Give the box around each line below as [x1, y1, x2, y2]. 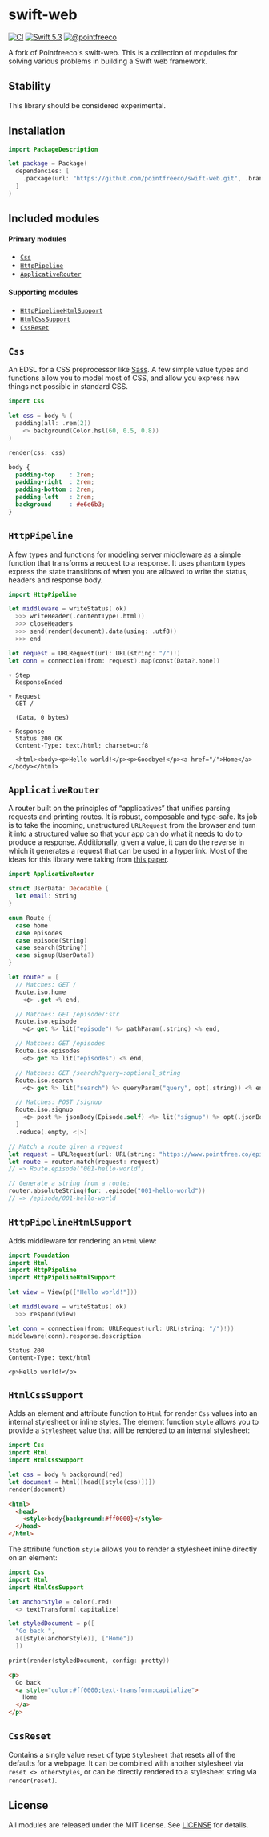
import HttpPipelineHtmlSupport [8, 1274, 116, 1282]
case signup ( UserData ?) [15, 951, 94, 959]
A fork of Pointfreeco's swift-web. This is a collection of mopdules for [8, 47, 238, 57]
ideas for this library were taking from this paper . [8, 854, 170, 864]
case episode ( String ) [15, 936, 88, 944]
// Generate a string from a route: [8, 1179, 130, 1188]
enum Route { [8, 914, 52, 922]
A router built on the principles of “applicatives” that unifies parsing [8, 804, 231, 813]
